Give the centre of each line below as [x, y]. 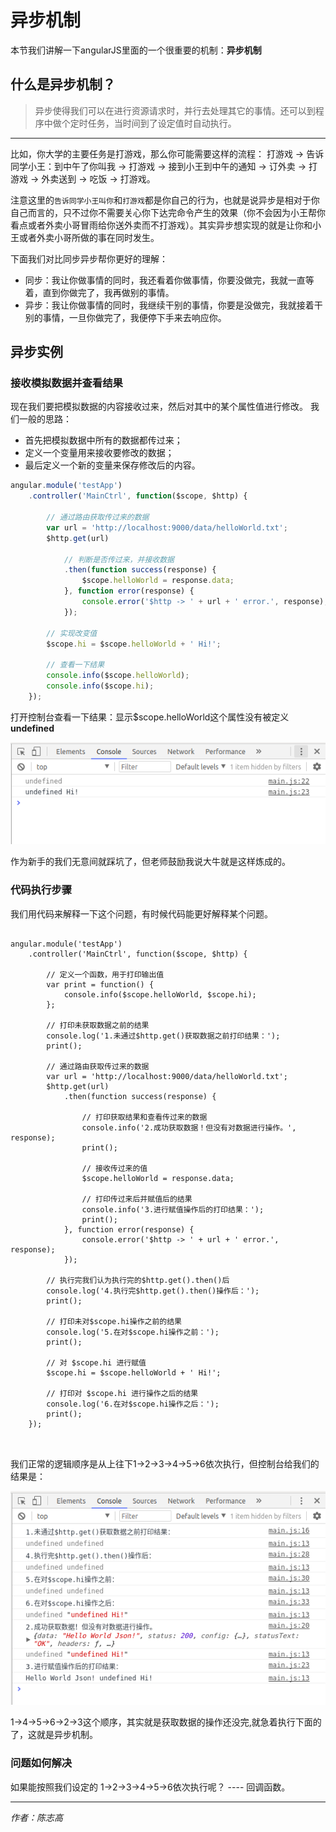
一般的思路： [45, 419]
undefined [32, 728]
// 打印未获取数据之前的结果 [98, 1025]
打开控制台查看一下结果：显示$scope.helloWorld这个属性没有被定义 [150, 717]
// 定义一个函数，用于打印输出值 [105, 974]
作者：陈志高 [36, 1817]
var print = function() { [100, 984]
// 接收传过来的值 [114, 1168]
